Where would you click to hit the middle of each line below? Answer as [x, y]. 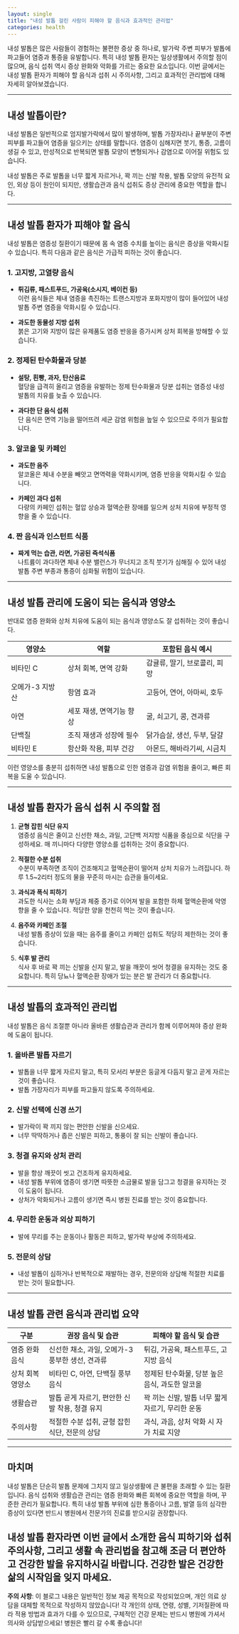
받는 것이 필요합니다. [46, 1283]
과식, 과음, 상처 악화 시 [179, 1422]
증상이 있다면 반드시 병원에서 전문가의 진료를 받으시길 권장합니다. [98, 1513]
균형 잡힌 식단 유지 [43, 826]
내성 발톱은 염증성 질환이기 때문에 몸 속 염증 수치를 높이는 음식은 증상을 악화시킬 [118, 243]
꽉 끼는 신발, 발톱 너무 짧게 [185, 1397]
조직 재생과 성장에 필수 [103, 735]
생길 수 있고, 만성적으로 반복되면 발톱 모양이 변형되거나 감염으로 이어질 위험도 [115, 152]
